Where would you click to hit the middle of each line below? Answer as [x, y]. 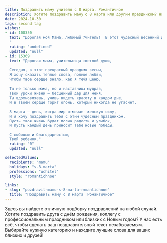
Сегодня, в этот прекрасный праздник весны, [56, 70]
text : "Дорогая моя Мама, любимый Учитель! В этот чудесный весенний [84, 38]
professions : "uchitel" [34, 172]
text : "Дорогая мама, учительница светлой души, [61, 61]
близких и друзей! [24, 235]
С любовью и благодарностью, [40, 135]
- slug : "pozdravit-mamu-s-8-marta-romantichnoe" [58, 190]
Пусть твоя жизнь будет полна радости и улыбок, [61, 121]
